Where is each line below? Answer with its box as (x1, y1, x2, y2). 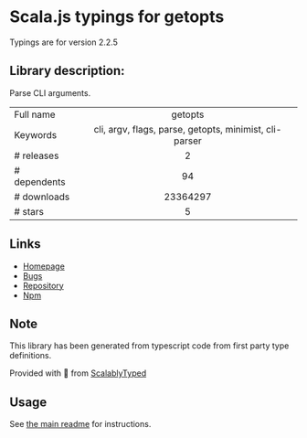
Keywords (14, 128, 58, 141)
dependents (14, 176, 66, 188)
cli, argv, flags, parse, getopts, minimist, (93, 123, 264, 135)
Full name (14, 108, 57, 121)
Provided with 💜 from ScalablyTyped (9, 368, 147, 379)
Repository (22, 280, 64, 291)
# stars (14, 205, 44, 218)
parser (173, 134, 203, 147)
